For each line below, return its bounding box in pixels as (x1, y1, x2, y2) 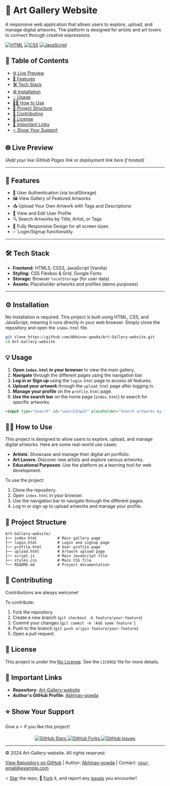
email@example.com (5, 765, 49, 771)
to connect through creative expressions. (5, 32, 91, 38)
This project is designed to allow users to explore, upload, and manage (5, 436, 153, 442)
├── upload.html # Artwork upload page (5, 549, 105, 554)
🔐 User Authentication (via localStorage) (12, 190, 97, 196)
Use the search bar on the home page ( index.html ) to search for (12, 393, 148, 399)
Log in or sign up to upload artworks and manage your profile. (12, 503, 142, 509)
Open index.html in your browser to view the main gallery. (12, 366, 135, 373)
